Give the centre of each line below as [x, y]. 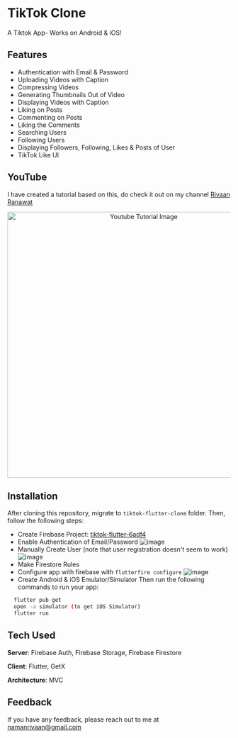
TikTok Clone [47, 13]
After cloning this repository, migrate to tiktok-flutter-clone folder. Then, [116, 513]
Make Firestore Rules [49, 564]
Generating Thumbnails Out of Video [71, 94]
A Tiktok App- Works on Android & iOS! [64, 33]
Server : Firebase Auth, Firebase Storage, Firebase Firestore [95, 652]
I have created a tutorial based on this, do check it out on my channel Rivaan [119, 194]
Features [27, 55]
